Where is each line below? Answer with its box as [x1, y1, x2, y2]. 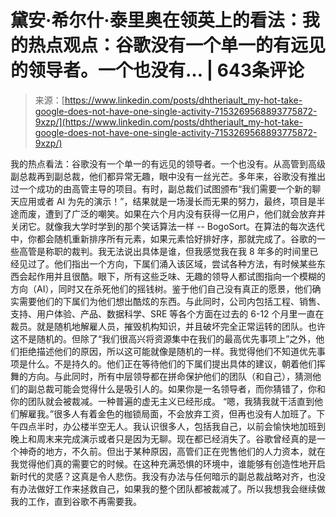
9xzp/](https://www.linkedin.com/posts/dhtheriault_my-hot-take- [34, 116, 303, 128]
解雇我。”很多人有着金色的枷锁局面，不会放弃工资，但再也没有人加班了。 [18, 407, 317, 420]
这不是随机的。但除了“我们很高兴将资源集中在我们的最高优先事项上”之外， [10, 332, 317, 345]
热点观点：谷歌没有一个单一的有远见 [28, 34, 327, 57]
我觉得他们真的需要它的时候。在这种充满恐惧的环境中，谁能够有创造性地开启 [10, 457, 326, 470]
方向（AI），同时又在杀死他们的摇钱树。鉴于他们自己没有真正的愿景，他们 [10, 282, 313, 295]
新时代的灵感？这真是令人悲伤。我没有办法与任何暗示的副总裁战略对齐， [10, 470, 308, 482]
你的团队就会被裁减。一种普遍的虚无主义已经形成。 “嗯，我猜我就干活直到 [10, 395, 315, 407]
